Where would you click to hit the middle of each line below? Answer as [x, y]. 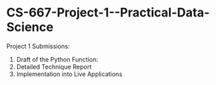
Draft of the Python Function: [57, 59]
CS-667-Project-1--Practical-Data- [108, 13]
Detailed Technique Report [54, 66]
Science [30, 27]
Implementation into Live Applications [69, 74]
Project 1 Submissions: [38, 46]
